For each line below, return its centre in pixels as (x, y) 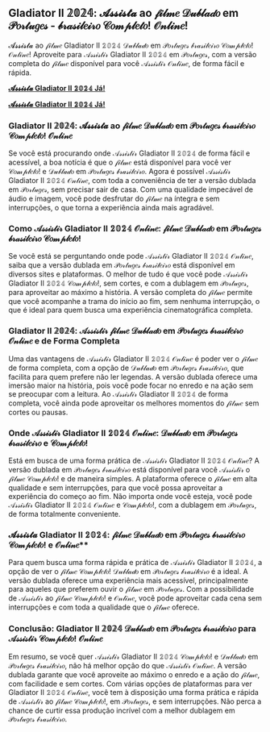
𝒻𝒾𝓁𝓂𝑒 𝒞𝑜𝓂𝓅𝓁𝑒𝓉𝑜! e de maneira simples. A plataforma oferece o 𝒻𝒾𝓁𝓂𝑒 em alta (133, 478)
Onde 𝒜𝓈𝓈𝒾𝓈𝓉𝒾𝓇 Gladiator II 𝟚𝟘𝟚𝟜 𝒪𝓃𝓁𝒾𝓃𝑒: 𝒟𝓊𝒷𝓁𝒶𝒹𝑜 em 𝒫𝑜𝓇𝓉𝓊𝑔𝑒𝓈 (123, 433)
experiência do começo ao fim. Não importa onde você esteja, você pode (130, 496)
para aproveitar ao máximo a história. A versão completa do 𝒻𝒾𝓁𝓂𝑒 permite (131, 293)
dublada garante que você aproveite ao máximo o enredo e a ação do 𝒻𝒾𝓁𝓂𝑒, (134, 674)
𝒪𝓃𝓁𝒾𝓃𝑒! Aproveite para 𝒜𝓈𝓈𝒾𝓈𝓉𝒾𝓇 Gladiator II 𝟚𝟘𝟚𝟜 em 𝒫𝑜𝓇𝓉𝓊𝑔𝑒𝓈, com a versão (133, 54)
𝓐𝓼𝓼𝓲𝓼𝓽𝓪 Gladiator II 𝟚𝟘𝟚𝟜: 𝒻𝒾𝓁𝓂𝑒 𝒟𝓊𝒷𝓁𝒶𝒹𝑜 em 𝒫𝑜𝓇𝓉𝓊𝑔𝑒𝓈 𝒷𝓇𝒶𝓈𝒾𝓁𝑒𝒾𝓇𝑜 (127, 534)
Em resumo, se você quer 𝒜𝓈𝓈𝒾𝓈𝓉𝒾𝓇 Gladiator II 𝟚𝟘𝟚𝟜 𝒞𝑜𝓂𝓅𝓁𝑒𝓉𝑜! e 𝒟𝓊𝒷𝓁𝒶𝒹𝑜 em (133, 656)
